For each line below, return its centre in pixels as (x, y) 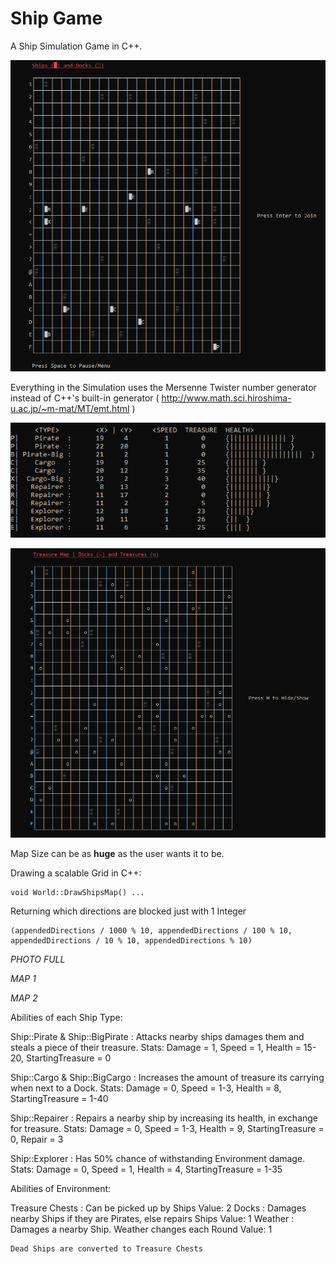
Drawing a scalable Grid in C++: (76, 873)
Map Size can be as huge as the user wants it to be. (117, 853)
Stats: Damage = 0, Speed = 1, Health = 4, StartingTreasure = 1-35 (146, 1169)
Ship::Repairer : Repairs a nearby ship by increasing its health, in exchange (164, 1118)
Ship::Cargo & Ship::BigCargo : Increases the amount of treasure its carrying (167, 1077)
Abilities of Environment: (61, 1188)
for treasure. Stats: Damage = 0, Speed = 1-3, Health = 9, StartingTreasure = (167, 1128)
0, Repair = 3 (37, 1139)
